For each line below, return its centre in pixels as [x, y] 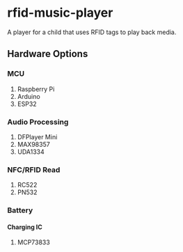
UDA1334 [31, 152]
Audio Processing [38, 122]
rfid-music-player [60, 13]
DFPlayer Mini [37, 136]
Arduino [29, 96]
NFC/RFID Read [34, 170]
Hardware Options [48, 54]
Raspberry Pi [36, 89]
